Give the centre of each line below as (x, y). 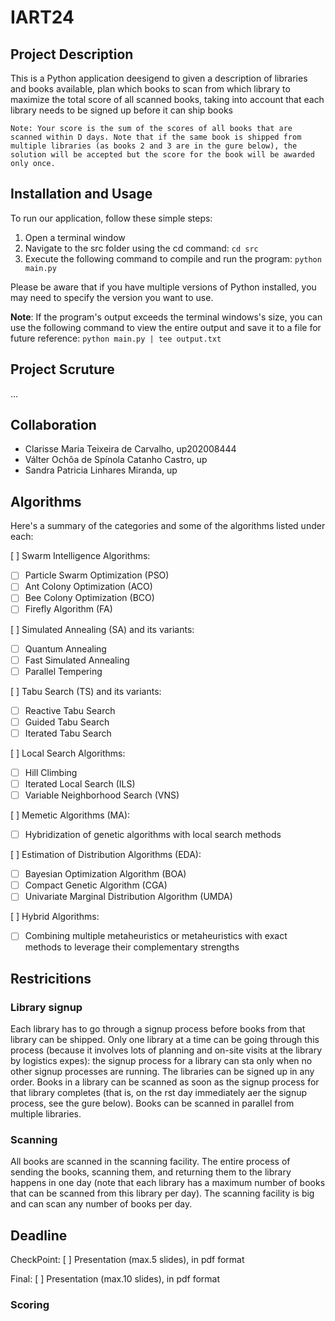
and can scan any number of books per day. (101, 1204)
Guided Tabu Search (67, 722)
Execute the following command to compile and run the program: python (173, 258)
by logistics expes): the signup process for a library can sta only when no (161, 1061)
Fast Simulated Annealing (77, 660)
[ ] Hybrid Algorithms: (55, 917)
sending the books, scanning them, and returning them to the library (151, 1172)
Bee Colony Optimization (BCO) (89, 598)
